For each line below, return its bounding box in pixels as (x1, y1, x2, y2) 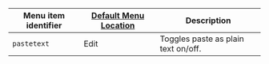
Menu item (22, 10, 66, 21)
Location (100, 20, 135, 31)
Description (185, 15, 231, 26)
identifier (26, 20, 62, 31)
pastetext (12, 40, 50, 48)
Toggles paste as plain (159, 33, 244, 44)
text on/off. (159, 43, 202, 54)
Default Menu (90, 10, 145, 21)
